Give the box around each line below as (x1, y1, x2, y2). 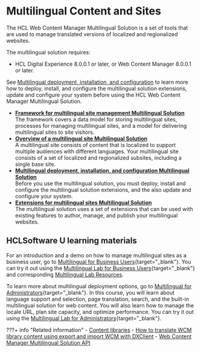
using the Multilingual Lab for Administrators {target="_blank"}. (6, 315, 162, 322)
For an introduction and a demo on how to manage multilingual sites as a (6, 251, 187, 259)
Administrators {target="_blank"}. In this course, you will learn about (6, 289, 175, 296)
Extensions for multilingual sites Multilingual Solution (14, 199, 152, 206)
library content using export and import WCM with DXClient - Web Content (6, 333, 192, 340)
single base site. (14, 160, 56, 168)
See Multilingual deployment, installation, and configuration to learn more (6, 78, 188, 86)
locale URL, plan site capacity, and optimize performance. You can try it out (6, 308, 194, 315)
